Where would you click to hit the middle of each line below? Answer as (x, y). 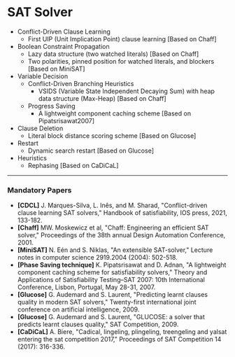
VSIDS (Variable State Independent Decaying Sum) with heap (127, 91)
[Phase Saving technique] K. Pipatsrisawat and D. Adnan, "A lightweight (122, 265)
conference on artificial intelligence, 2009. (78, 309)
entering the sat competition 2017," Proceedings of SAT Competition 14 (119, 339)
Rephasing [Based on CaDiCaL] (73, 165)
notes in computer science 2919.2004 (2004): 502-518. (98, 258)
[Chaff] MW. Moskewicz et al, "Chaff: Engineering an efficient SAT (113, 227)
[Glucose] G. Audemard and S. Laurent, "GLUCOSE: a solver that (111, 317)
